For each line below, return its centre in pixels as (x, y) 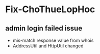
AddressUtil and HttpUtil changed (48, 46)
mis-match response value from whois (53, 40)
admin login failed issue (44, 28)
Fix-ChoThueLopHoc (50, 9)
